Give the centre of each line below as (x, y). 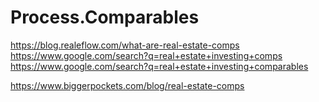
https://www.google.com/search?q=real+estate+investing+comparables (159, 66)
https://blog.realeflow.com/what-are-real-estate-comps (125, 45)
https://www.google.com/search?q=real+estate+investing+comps (146, 55)
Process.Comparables (105, 17)
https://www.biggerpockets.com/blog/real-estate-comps (127, 85)
